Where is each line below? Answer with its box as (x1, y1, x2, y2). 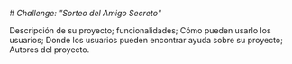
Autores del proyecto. (9, 44, 90, 55)
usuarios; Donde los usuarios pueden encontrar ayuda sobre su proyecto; (9, 35, 284, 45)
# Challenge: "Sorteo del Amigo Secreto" (9, 8, 162, 18)
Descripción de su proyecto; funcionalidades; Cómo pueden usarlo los (9, 25, 272, 35)
